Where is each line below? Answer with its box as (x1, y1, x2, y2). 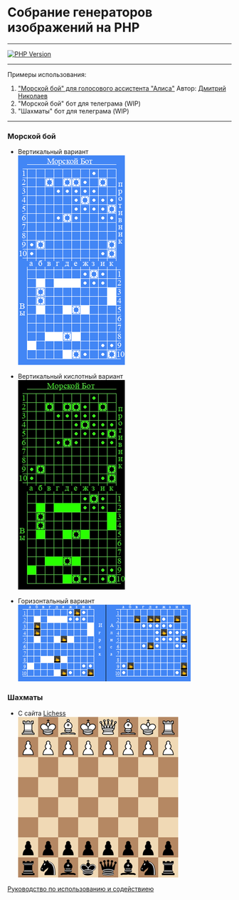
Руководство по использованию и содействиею (7, 884, 154, 893)
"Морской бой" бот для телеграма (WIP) (17, 99, 141, 108)
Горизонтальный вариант (17, 597, 95, 605)
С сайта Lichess (17, 709, 66, 717)
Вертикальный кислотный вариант (17, 372, 123, 381)
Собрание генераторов (7, 4, 153, 21)
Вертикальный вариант (17, 148, 89, 156)
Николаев (17, 91, 48, 100)
